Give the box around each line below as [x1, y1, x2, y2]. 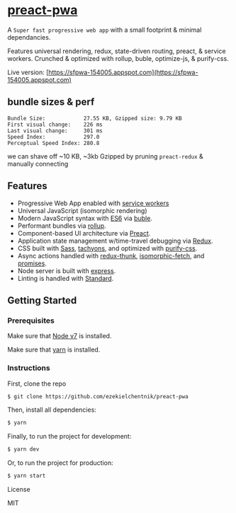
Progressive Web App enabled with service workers [17, 199, 169, 207]
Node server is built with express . [17, 266, 116, 275]
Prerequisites [7, 316, 55, 325]
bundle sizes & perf [7, 96, 95, 108]
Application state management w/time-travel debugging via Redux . [17, 236, 214, 245]
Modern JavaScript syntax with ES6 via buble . [17, 214, 152, 222]
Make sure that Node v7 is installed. [7, 332, 112, 340]
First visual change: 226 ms [7, 121, 103, 128]
